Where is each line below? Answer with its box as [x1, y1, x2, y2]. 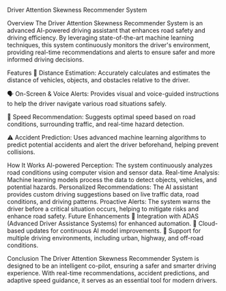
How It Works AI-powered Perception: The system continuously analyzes [7, 161, 213, 169]
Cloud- [198, 219, 218, 227]
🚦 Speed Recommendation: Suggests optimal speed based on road [7, 113, 196, 121]
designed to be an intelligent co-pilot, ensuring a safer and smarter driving [7, 262, 216, 270]
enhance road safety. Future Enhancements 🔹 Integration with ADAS [7, 212, 199, 220]
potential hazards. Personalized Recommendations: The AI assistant [7, 183, 199, 191]
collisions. [7, 148, 36, 156]
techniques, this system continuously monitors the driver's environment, [7, 41, 210, 49]
